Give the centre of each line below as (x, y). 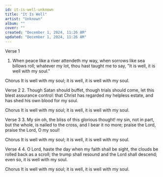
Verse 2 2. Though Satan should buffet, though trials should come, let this (80, 90)
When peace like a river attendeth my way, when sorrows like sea (79, 60)
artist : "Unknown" (24, 19)
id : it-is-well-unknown (29, 10)
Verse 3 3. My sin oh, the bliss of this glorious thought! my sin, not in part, (80, 119)
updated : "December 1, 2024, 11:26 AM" (46, 37)
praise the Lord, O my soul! (32, 130)
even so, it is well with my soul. (36, 159)
